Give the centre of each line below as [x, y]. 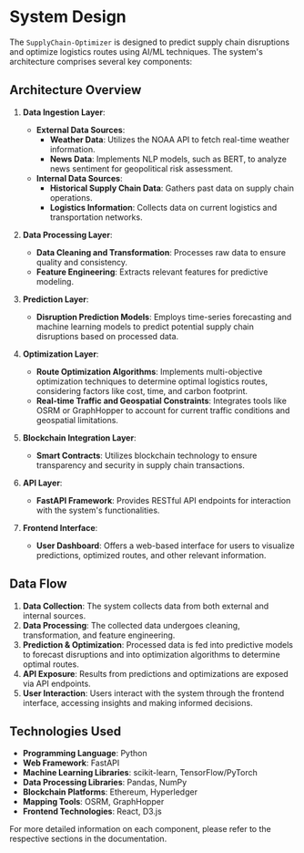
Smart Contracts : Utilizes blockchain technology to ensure [147, 455]
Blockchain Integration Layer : [79, 437]
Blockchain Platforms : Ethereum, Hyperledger [110, 792]
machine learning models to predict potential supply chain [145, 327]
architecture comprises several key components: [101, 61]
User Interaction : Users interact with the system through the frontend [153, 693]
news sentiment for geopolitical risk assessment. [142, 168]
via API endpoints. [56, 683]
